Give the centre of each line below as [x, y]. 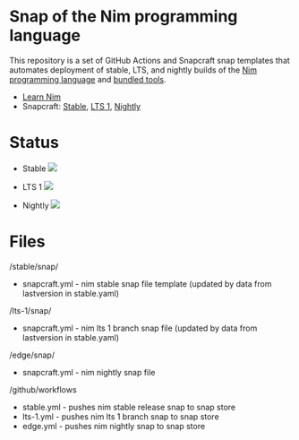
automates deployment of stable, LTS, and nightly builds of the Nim [133, 70]
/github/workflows [43, 389]
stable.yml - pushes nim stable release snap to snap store [129, 407]
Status [34, 143]
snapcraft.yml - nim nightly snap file [89, 372]
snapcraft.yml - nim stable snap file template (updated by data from [147, 283]
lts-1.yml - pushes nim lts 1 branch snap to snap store [120, 416]
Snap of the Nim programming [124, 17]
